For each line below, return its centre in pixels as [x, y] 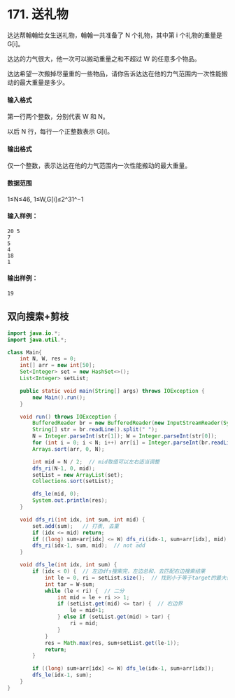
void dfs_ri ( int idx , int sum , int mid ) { [83, 519]
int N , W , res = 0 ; [48, 359]
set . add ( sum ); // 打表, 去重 [76, 526]
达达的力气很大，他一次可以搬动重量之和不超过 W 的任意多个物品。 [104, 58]
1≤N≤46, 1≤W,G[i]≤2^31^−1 [45, 199]
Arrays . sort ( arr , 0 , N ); [69, 449]
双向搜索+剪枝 [38, 317]
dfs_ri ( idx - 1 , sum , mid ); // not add [89, 546]
